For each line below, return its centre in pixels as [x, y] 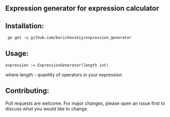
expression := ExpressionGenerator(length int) [57, 65]
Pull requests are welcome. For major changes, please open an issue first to [85, 103]
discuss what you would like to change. [47, 109]
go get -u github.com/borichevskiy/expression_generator [69, 38]
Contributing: [27, 91]
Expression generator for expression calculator [82, 8]
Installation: [25, 26]
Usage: [17, 53]
